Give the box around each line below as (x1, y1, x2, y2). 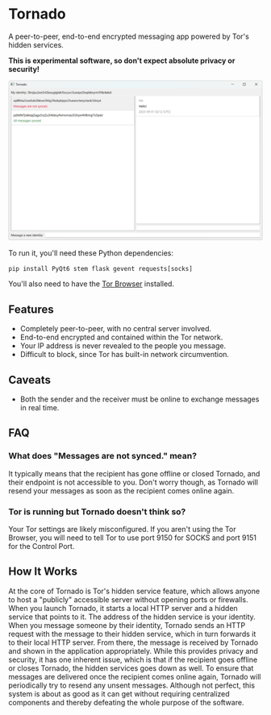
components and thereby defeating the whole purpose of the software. (8, 697, 244, 707)
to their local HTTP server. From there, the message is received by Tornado (8, 638, 259, 647)
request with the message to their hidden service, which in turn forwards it (8, 629, 256, 638)
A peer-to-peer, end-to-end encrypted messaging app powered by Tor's (8, 31, 250, 41)
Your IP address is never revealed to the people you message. (19, 341, 227, 351)
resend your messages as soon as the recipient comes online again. (8, 485, 235, 496)
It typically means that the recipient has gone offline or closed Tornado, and (8, 468, 261, 478)
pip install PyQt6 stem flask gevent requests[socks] (8, 265, 194, 273)
